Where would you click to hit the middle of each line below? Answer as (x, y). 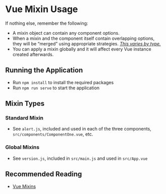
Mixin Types (25, 104)
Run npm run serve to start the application (56, 88)
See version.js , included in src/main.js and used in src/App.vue (80, 158)
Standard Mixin (24, 118)
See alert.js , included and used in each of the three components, (82, 129)
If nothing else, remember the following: (47, 23)
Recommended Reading (44, 174)
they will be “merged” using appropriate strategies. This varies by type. (87, 43)
